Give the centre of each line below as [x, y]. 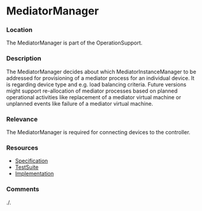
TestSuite [27, 167]
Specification [31, 161]
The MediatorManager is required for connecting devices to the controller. [99, 132]
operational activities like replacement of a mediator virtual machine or [94, 97]
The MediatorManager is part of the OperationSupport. [74, 43]
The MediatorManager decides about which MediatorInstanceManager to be [101, 72]
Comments [23, 189]
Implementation [34, 174]
